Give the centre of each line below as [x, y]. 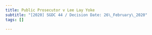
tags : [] [15, 20]
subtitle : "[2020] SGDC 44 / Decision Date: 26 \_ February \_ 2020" [76, 15]
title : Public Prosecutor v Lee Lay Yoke [50, 10]
